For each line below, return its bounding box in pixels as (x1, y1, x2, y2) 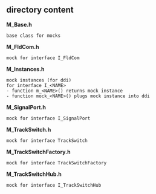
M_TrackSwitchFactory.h (6, 148, 71, 155)
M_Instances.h (6, 65, 45, 73)
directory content (6, 5, 74, 15)
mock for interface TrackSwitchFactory (6, 160, 107, 166)
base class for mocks (6, 33, 61, 39)
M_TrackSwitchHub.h (6, 170, 62, 178)
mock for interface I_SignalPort (6, 115, 91, 121)
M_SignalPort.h (6, 103, 47, 111)
